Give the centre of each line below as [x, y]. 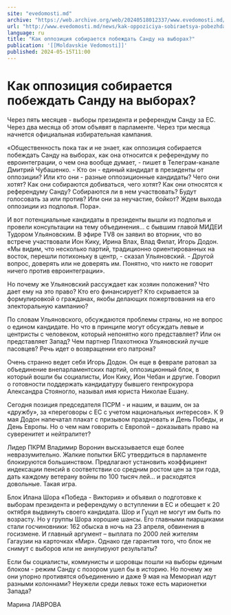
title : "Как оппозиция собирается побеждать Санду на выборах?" [101, 39]
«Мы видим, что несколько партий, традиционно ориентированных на [111, 249]
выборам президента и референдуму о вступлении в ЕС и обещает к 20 [113, 504]
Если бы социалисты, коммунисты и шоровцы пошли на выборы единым [114, 561]
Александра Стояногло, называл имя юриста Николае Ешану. [98, 391]
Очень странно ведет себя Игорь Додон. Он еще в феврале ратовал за [112, 362]
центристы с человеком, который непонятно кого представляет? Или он [114, 334]
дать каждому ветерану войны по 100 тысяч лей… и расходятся [101, 477]
